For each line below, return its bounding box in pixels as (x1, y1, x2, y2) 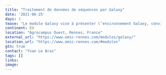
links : (5, 58, 19, 63)
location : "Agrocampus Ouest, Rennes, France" (5, 30, 103, 35)
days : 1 (5, 16, 21, 21)
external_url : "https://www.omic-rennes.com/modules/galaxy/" (5, 35, 136, 40)
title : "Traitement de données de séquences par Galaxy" (5, 7, 125, 12)
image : (5, 62, 19, 67)
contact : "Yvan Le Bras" (5, 48, 56, 53)
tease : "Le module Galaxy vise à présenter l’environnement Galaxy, (5, 21, 149, 26)
